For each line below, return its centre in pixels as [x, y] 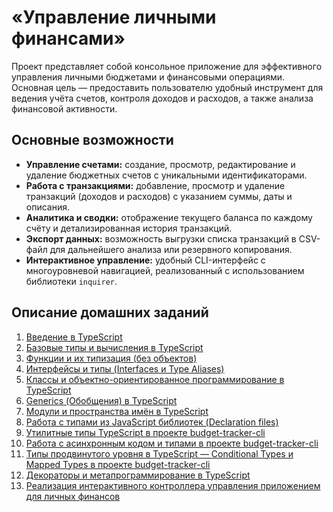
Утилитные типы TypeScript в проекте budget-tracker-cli [145, 432]
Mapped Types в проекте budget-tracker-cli [118, 464]
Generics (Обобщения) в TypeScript [101, 400]
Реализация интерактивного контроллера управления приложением [173, 485]
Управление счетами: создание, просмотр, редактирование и [160, 164]
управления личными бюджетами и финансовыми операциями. [148, 77]
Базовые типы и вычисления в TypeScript [114, 347]
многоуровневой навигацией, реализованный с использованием [165, 270]
